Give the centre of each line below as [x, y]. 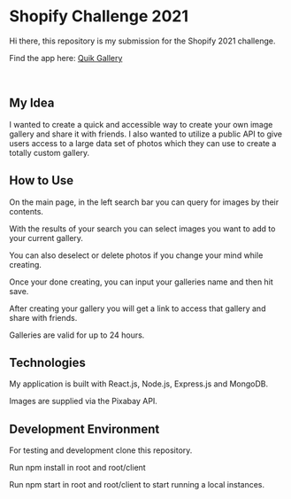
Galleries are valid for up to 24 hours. [77, 335]
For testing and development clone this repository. [101, 450]
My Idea [32, 103]
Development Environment [84, 429]
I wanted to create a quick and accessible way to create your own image [141, 124]
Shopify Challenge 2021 [99, 16]
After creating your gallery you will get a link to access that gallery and [138, 308]
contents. [27, 211]
